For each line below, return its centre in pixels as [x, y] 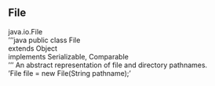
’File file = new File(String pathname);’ [69, 73]
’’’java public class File [44, 40]
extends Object [33, 48]
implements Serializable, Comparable [69, 56]
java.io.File [26, 31]
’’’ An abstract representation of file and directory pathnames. [108, 65]
